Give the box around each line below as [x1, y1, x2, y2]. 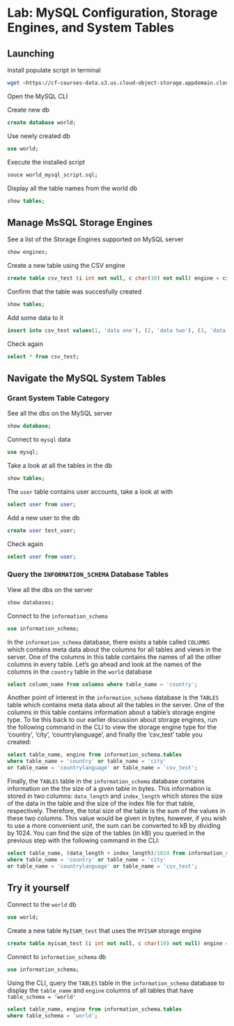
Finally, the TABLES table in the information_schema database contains [7, 777, 205, 785]
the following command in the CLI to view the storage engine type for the [7, 723, 217, 732]
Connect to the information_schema [7, 612, 108, 620]
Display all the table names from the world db [7, 183, 138, 193]
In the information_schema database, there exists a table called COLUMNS [7, 638, 210, 646]
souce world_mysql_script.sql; [7, 171, 98, 179]
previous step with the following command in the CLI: [7, 836, 160, 845]
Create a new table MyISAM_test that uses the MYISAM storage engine [7, 926, 202, 935]
